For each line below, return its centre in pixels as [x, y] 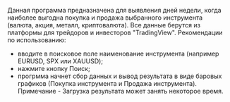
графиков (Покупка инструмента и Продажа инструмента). [107, 83]
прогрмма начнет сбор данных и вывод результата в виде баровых [120, 76]
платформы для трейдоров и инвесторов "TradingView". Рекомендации [115, 32]
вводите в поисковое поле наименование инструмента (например [118, 53]
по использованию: [37, 40]
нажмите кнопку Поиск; [54, 69]
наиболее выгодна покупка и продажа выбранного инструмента [105, 18]
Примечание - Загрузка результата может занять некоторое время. [120, 91]
